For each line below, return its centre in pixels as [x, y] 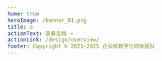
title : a [20, 27]
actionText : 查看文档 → [40, 33]
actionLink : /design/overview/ [53, 40]
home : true [23, 14]
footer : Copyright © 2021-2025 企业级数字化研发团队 [81, 46]
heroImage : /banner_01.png [47, 20]
